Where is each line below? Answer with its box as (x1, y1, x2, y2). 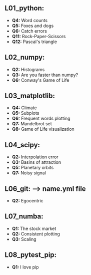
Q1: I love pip (11, 264, 39, 270)
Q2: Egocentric (11, 198, 43, 204)
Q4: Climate (11, 105, 37, 111)
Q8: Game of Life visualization (11, 126, 74, 132)
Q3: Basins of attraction (11, 159, 61, 165)
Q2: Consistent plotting (11, 230, 60, 237)
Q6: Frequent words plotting (11, 115, 70, 122)
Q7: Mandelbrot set (11, 121, 52, 127)
